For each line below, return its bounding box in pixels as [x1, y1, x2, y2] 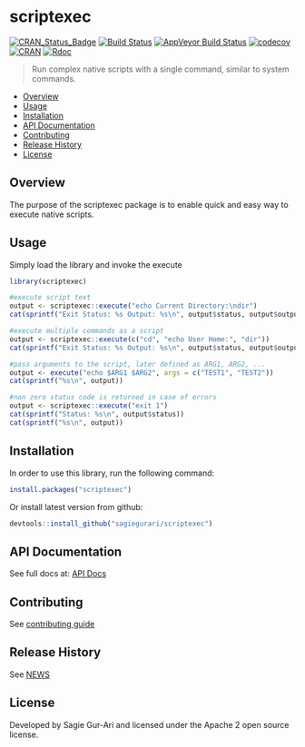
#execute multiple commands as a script [9, 327, 165, 336]
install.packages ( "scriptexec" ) [9, 485, 132, 494]
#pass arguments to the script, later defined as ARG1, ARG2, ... [9, 359, 266, 369]
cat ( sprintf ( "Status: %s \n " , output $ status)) [9, 410, 184, 419]
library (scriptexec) [9, 277, 88, 286]
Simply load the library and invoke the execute [9, 259, 183, 270]
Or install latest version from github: [9, 501, 143, 512]
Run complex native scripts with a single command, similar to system [31, 64, 290, 74]
